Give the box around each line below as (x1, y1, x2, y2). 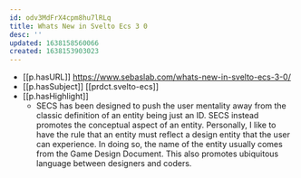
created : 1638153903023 (9, 47, 100, 56)
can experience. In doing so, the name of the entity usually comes (35, 139, 283, 150)
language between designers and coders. (35, 158, 192, 169)
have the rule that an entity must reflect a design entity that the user (35, 129, 290, 140)
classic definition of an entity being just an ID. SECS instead (35, 110, 259, 121)
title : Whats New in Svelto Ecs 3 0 (9, 22, 148, 31)
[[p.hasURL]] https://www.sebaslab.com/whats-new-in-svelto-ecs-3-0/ (22, 71, 292, 82)
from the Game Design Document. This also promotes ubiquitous (35, 148, 279, 159)
